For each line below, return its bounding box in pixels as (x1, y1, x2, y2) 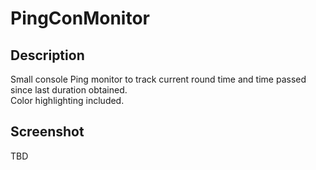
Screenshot (10, 123, 85, 141)
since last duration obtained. (10, 84, 128, 96)
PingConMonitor (10, 7, 151, 30)
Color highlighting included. (10, 95, 125, 106)
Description (10, 47, 85, 64)
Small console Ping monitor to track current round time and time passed (10, 73, 307, 85)
